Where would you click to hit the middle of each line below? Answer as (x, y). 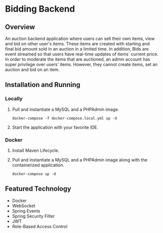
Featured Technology (38, 189)
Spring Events (26, 211)
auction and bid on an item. (32, 70)
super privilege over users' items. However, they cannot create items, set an (81, 64)
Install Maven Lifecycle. (36, 150)
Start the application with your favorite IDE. (55, 127)
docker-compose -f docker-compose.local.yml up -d (64, 118)
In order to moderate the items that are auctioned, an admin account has (78, 59)
